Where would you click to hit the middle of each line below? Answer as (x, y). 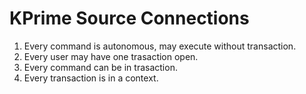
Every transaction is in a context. (91, 78)
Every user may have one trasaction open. (111, 56)
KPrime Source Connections (129, 18)
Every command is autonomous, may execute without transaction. (160, 46)
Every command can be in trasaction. (100, 67)
